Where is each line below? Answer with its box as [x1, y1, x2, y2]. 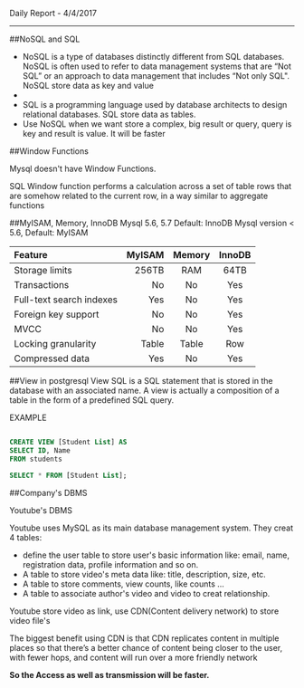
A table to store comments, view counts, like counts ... [22, 578, 224, 589]
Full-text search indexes [14, 293, 118, 306]
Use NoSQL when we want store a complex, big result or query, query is [22, 119, 292, 129]
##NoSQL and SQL [9, 33, 81, 44]
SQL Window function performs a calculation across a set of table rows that [9, 181, 292, 191]
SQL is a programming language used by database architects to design [22, 100, 288, 110]
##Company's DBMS [9, 487, 88, 498]
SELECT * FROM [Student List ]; [9, 471, 128, 480]
